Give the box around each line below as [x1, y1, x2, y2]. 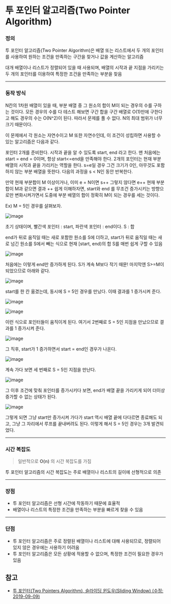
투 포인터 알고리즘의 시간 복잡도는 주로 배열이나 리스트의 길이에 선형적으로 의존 [5, 469, 162, 475]
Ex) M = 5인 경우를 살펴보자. [5, 203, 63, 209]
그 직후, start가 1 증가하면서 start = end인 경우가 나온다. [5, 346, 117, 352]
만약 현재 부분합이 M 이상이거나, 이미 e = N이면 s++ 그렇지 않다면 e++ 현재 [5, 179, 155, 185]
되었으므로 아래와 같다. [5, 268, 50, 274]
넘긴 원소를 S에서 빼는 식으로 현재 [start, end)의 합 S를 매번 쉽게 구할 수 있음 [10, 240, 163, 247]
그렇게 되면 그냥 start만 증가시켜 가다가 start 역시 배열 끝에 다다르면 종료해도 [5, 414, 157, 420]
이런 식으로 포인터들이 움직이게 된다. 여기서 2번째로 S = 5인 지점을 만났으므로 [5, 319, 159, 325]
